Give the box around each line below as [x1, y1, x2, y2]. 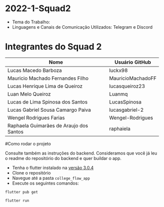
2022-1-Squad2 [5, 3, 71, 14]
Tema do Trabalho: [12, 19, 50, 25]
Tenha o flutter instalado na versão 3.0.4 [12, 165, 94, 171]
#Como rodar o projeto [5, 140, 51, 146]
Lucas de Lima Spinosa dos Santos [7, 98, 88, 105]
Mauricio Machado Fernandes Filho [7, 75, 89, 82]
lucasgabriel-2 [109, 106, 144, 113]
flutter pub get [5, 190, 38, 194]
